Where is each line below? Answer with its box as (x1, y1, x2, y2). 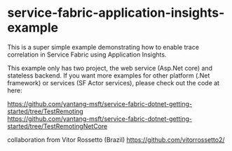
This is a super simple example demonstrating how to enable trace (7, 43, 200, 51)
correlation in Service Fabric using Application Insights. (7, 50, 167, 59)
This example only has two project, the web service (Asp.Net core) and (7, 64, 212, 72)
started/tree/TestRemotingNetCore (7, 122, 108, 130)
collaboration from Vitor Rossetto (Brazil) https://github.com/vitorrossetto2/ (7, 135, 225, 144)
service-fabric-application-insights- (7, 5, 225, 21)
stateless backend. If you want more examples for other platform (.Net (7, 71, 210, 80)
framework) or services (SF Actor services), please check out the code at (7, 78, 219, 87)
